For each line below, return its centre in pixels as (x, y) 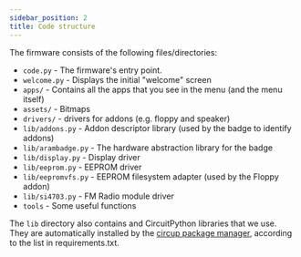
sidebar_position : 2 (49, 18)
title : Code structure (52, 26)
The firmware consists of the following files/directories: (113, 52)
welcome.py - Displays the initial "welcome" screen (117, 79)
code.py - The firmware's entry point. (92, 70)
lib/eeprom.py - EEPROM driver (82, 167)
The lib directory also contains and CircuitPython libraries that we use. (143, 223)
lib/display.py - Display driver (82, 157)
